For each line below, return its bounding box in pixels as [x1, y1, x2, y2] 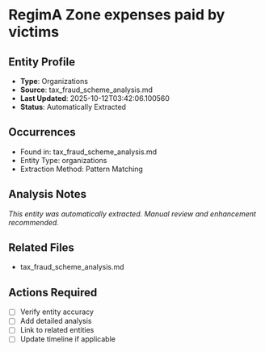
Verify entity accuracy [19, 307, 95, 316]
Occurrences [8, 125, 76, 139]
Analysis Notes [8, 187, 87, 201]
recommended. [8, 217, 59, 227]
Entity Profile [8, 55, 75, 69]
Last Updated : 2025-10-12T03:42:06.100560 [19, 94, 170, 103]
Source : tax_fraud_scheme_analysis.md [19, 85, 154, 94]
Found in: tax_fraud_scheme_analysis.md [19, 147, 158, 157]
